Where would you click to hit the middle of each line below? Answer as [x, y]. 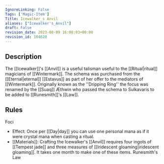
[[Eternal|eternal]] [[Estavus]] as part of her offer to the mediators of [74, 79]
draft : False [18, 28]
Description [23, 57]
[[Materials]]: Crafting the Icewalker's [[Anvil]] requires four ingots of [82, 141]
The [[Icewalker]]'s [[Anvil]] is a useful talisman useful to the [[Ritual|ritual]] [82, 69]
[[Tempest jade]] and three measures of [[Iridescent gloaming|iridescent [85, 147]
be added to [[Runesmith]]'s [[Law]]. [42, 94]
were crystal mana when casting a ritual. [53, 136]
